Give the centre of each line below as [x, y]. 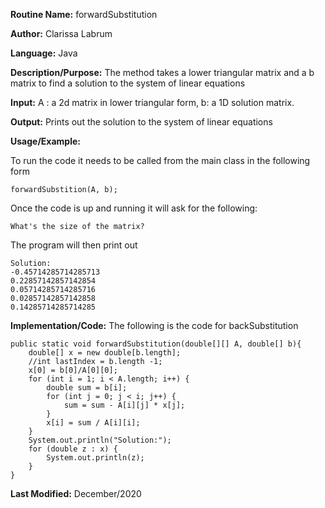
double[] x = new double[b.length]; [105, 353]
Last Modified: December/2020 [76, 493]
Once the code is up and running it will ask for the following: [134, 208]
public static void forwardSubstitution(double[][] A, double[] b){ [156, 344]
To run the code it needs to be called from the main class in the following [160, 160]
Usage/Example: [45, 141]
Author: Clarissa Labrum [61, 33]
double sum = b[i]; [87, 388]
